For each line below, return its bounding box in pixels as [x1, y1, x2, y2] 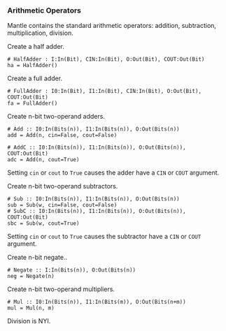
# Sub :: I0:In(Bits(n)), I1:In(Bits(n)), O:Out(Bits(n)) [7, 196, 180, 203]
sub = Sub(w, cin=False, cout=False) [7, 202, 118, 209]
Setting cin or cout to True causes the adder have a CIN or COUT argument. [7, 168, 220, 177]
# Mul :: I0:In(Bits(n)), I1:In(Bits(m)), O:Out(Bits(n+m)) [7, 299, 187, 306]
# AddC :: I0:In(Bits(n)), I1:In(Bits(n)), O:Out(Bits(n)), [7, 144, 187, 152]
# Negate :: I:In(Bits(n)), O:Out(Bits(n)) [7, 267, 136, 274]
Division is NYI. [7, 317, 51, 325]
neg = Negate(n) [7, 273, 55, 280]
